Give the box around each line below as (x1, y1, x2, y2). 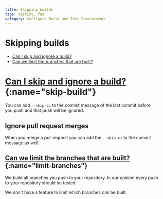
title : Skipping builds (5, 7, 54, 12)
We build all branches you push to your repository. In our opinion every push (5, 175, 158, 180)
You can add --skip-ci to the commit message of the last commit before (5, 102, 151, 108)
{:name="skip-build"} (5, 86, 96, 97)
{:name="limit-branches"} (5, 162, 88, 170)
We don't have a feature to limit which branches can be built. (5, 189, 127, 195)
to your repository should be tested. (5, 179, 77, 186)
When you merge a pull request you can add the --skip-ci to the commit (5, 135, 151, 141)
